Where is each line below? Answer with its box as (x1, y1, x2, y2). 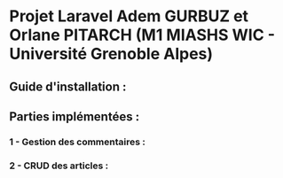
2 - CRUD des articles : (9, 159, 109, 172)
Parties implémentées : (9, 109, 140, 124)
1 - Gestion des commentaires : (9, 135, 146, 148)
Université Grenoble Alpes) (9, 44, 214, 64)
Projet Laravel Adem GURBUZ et (9, 6, 249, 27)
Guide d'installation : (9, 79, 127, 94)
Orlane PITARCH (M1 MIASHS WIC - (9, 25, 276, 45)
